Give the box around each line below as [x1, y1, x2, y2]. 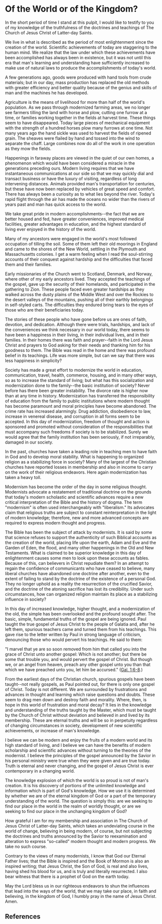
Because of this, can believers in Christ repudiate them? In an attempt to [5, 560, 149, 566]
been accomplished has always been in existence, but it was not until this [5, 54, 151, 60]
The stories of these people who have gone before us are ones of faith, [5, 316, 147, 322]
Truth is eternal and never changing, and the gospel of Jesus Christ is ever [5, 763, 154, 769]
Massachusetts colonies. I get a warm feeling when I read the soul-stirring [5, 251, 153, 257]
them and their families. [5, 261, 52, 267]
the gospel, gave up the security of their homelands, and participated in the [5, 281, 156, 287]
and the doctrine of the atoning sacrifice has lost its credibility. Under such [5, 586, 154, 592]
